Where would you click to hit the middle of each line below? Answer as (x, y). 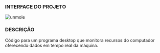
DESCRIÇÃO (20, 30)
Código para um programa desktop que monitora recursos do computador (80, 40)
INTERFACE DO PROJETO (35, 7)
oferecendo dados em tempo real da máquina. (52, 45)
